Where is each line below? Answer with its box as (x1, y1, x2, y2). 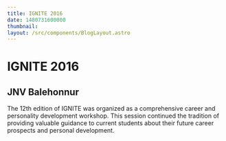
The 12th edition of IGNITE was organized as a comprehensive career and (7, 105, 216, 113)
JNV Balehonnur (7, 86, 79, 98)
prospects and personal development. (7, 127, 115, 135)
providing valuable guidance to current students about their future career (7, 119, 214, 127)
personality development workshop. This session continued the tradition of (7, 111, 220, 120)
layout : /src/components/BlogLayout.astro (7, 29, 131, 36)
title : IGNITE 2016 (7, 10, 63, 17)
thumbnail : (7, 23, 38, 30)
